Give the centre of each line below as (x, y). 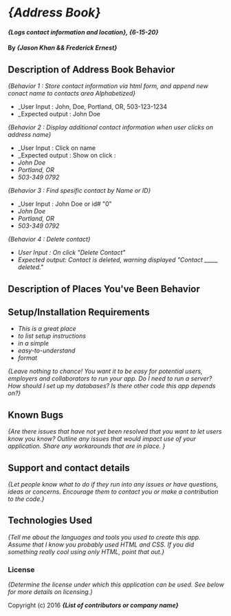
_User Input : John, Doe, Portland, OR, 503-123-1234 (92, 107)
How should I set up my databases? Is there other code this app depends (112, 386)
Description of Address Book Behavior (91, 69)
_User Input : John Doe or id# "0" (65, 204)
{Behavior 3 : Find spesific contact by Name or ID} (79, 191)
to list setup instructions (52, 336)
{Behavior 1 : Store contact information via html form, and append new (108, 86)
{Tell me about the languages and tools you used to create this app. (104, 537)
